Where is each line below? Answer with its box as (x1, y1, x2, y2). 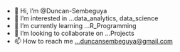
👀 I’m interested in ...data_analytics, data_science (14, 14, 159, 22)
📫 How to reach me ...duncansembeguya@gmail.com (14, 37, 173, 45)
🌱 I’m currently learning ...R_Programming (14, 22, 137, 30)
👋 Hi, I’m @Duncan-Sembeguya (14, 7, 107, 15)
